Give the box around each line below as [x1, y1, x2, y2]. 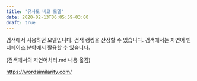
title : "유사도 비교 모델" [6, 8, 64, 15]
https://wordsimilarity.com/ [6, 69, 72, 76]
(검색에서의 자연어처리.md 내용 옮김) [6, 57, 91, 64]
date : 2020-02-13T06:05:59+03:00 [6, 14, 89, 20]
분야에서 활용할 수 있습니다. [26, 44, 90, 51]
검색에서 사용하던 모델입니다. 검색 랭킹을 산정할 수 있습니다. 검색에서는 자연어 [6, 37, 185, 44]
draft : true [6, 20, 36, 25]
